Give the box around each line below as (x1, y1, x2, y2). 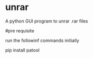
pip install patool (5, 47, 39, 53)
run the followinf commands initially (5, 37, 79, 43)
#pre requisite (5, 27, 34, 33)
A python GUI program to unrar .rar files (5, 18, 88, 24)
